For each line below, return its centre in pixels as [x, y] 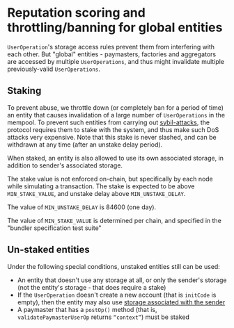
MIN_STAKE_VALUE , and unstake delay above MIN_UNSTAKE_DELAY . [96, 193]
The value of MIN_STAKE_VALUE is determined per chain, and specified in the [114, 220]
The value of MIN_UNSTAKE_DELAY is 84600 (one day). [82, 207]
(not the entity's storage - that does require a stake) [92, 287]
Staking [24, 91]
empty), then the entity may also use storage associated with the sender [121, 302]
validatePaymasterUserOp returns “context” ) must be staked [103, 317]
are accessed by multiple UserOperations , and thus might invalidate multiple [116, 61]
